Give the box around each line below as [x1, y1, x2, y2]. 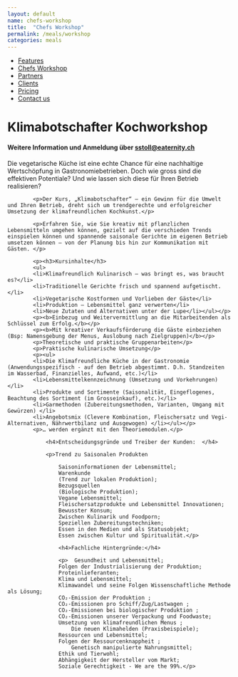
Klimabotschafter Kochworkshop [7, 119, 208, 135]
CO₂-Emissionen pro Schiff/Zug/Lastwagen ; [58, 600, 190, 607]
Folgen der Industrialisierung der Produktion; [58, 563, 202, 570]
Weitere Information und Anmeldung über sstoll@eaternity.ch [7, 143, 195, 152]
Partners [17, 72, 43, 80]
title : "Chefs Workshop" [7, 23, 84, 31]
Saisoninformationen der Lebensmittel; [58, 463, 177, 471]
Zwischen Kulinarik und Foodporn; [58, 513, 161, 520]
